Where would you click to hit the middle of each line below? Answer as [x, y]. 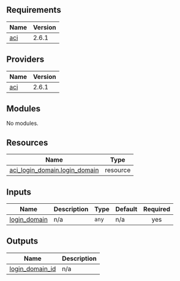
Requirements [34, 10]
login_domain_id [33, 269]
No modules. [22, 123]
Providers [25, 60]
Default [126, 209]
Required [156, 209]
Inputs [19, 192]
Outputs [22, 241]
